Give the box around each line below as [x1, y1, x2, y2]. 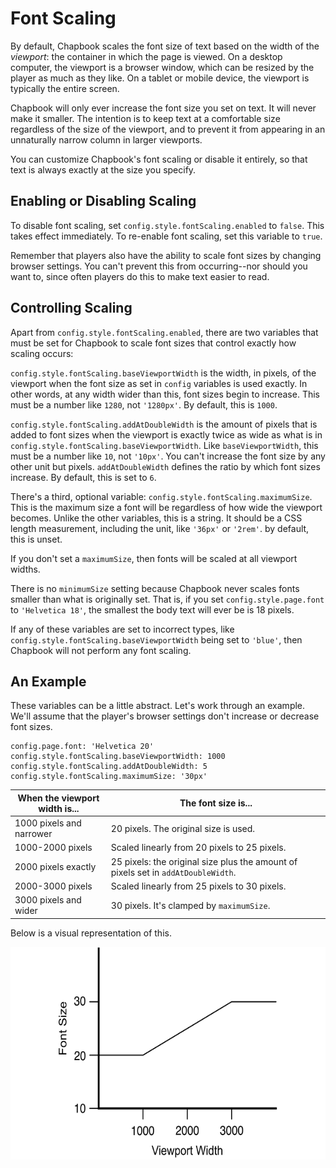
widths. [10, 563, 41, 575]
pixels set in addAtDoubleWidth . [110, 866, 237, 878]
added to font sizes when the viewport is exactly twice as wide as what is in [10, 428, 323, 441]
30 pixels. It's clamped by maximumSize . [110, 899, 271, 911]
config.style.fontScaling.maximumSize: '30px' [10, 772, 208, 782]
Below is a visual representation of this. [10, 927, 172, 939]
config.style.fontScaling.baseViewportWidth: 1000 [10, 752, 226, 762]
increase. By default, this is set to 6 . [10, 471, 157, 483]
